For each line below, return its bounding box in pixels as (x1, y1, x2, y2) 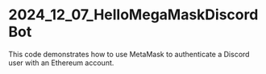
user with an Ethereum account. (8, 58, 114, 68)
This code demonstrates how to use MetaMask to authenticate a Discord (8, 49, 250, 59)
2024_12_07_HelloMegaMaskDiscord (8, 6, 259, 24)
